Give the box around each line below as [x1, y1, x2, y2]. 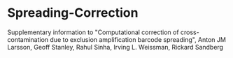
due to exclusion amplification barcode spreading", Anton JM [50, 35, 226, 43]
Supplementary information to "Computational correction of [7, 28, 180, 36]
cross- [181, 28, 199, 36]
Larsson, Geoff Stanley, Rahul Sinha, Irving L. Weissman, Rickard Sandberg [7, 43, 224, 51]
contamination [7, 35, 49, 43]
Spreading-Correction [7, 5, 139, 21]
